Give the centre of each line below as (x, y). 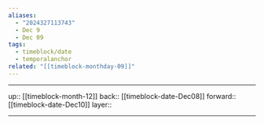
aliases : (22, 15)
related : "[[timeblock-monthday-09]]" (71, 67)
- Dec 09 (29, 37)
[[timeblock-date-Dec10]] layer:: (60, 104)
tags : (17, 45)
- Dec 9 (28, 30)
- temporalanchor (44, 60)
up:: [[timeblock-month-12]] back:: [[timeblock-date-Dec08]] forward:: (122, 96)
